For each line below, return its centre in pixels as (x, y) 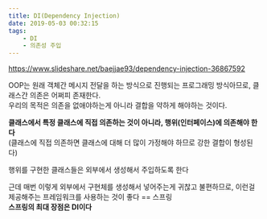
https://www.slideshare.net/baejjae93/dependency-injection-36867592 (127, 68)
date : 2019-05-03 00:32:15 (53, 23)
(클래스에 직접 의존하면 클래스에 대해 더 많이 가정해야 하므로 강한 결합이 (120, 143)
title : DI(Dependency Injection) (64, 16)
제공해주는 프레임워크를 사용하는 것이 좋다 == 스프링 (90, 197)
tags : (17, 31)
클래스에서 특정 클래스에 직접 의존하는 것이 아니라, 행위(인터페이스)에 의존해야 (129, 122)
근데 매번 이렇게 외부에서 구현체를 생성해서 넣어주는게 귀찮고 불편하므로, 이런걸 (132, 187)
